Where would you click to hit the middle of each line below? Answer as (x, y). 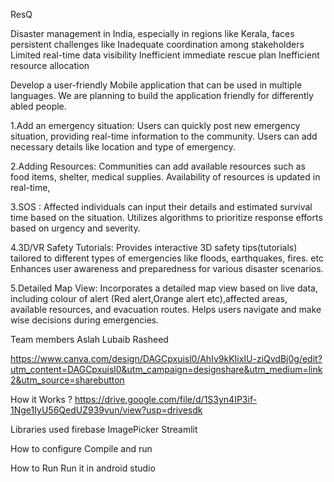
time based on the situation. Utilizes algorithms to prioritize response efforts (166, 217)
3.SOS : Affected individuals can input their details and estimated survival (161, 207)
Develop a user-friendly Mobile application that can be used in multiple (156, 85)
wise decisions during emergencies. (85, 320)
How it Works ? (41, 399)
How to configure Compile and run (81, 448)
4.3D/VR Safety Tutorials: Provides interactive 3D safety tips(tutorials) (154, 247)
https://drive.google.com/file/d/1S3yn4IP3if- (166, 399)
